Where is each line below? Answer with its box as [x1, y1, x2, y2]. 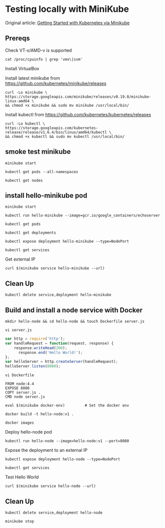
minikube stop [5, 519, 35, 524]
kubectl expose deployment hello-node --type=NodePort [5, 457, 121, 462]
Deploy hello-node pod [5, 429, 52, 435]
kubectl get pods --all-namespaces [5, 169, 79, 174]
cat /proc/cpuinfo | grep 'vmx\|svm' [5, 57, 83, 62]
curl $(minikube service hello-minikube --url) [5, 266, 105, 271]
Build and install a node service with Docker [5, 306, 143, 314]
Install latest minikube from [5, 75, 60, 81]
